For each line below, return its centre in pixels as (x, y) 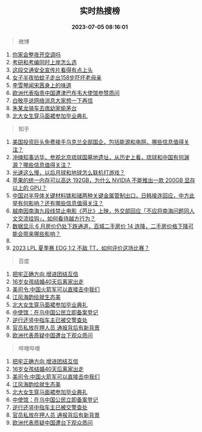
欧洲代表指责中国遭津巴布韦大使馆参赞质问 (66, 93)
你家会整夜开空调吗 (36, 55)
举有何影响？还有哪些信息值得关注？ (58, 203)
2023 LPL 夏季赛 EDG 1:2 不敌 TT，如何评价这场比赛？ (81, 248)
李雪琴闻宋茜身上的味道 (42, 85)
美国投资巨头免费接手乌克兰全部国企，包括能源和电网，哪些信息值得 (98, 142)
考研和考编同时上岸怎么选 (44, 62)
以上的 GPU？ (29, 188)
